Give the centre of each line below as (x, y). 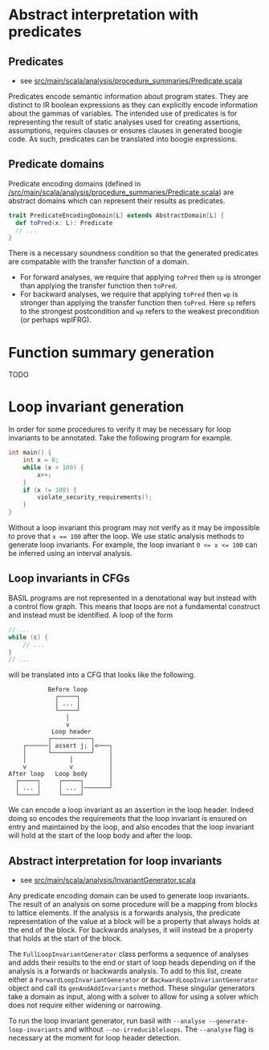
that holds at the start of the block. (65, 938)
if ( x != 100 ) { (50, 490)
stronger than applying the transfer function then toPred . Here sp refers (138, 303)
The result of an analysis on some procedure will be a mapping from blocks (133, 905)
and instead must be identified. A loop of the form (91, 615)
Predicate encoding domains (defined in (75, 183)
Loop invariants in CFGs (69, 579)
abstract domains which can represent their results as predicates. (117, 200)
